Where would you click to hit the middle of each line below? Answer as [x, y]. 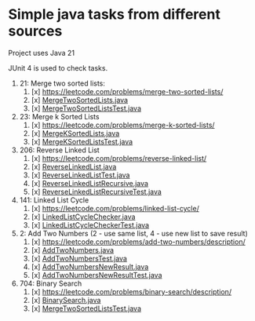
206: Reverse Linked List [59, 150]
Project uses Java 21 [42, 53]
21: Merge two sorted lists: [62, 83]
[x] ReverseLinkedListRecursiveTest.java [97, 192]
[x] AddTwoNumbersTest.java [79, 258]
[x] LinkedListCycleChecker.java [83, 217]
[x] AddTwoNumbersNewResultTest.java [97, 275]
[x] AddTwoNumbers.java [73, 250]
